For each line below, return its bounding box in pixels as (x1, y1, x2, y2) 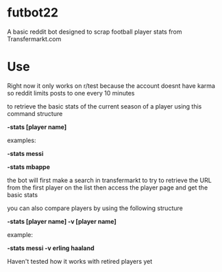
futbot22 (7, 5, 59, 21)
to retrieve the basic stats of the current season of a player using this (7, 102, 202, 111)
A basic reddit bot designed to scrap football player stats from (7, 27, 183, 36)
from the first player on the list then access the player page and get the (7, 183, 208, 192)
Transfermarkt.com (7, 34, 62, 43)
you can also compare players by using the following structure (7, 204, 183, 212)
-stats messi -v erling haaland (7, 244, 95, 252)
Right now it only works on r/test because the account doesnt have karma (7, 81, 216, 90)
